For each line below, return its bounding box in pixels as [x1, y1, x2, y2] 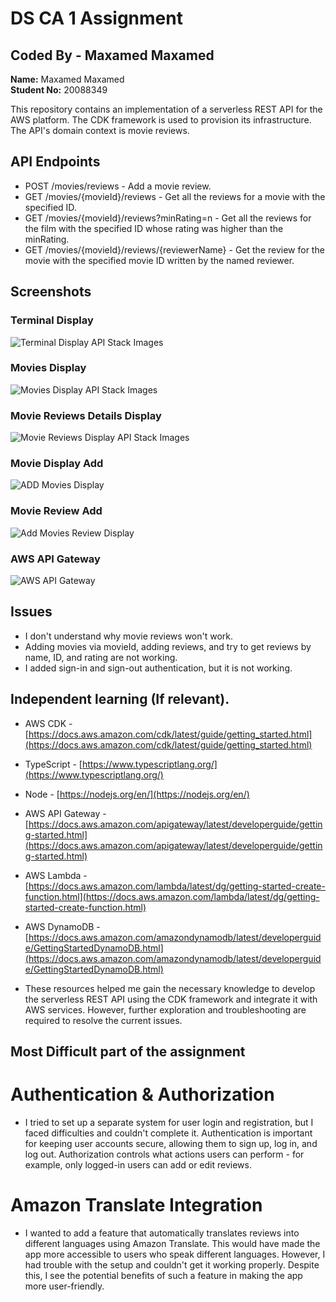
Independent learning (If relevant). [10, 691, 230, 708]
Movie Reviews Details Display [10, 408, 162, 422]
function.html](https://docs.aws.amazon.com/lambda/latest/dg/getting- [24, 890, 320, 902]
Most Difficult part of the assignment [10, 1043, 246, 1060]
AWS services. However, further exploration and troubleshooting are [24, 1003, 307, 1016]
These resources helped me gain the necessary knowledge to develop [24, 982, 316, 994]
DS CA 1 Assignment [10, 7, 183, 30]
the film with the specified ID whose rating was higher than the [24, 222, 284, 234]
